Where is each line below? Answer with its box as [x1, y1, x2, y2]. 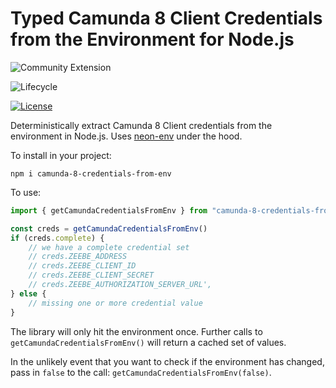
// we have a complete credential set [28, 242, 190, 252]
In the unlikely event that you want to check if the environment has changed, [10, 355, 325, 367]
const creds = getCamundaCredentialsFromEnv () [10, 223, 208, 234]
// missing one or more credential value [28, 298, 203, 308]
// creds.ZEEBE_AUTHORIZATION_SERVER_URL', [28, 280, 213, 290]
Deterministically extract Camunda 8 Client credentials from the [10, 119, 273, 131]
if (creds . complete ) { [10, 233, 105, 243]
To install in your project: [10, 149, 112, 161]
